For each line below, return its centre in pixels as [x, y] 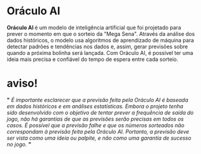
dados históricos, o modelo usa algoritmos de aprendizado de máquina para [101, 40]
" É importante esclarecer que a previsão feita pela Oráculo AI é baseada [98, 100]
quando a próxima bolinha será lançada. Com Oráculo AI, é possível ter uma [100, 53]
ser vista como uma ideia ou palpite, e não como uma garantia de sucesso [99, 138]
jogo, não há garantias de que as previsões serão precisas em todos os [95, 119]
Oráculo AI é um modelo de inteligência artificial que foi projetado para [94, 27]
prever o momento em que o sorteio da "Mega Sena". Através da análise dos [101, 33]
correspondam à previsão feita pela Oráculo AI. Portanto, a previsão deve [98, 131]
